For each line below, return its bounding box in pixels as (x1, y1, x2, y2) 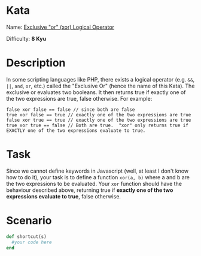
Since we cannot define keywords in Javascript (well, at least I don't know (6, 167, 189, 174)
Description (6, 56, 66, 70)
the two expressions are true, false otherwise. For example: (6, 95, 153, 102)
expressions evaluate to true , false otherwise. (6, 192, 121, 200)
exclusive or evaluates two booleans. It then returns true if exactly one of (6, 88, 186, 96)
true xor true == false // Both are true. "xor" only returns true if (6, 122, 188, 128)
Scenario (6, 214, 52, 227)
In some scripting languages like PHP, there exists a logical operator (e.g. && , (6, 76, 195, 83)
